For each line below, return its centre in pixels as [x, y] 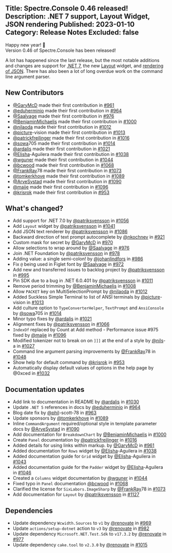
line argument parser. [28, 76]
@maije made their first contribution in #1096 [61, 187]
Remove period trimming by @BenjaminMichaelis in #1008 [74, 286]
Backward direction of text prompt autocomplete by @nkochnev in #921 [89, 237]
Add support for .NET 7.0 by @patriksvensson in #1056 [71, 221]
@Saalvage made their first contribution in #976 [63, 116]
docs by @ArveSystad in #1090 [46, 429]
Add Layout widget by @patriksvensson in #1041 [64, 226]
